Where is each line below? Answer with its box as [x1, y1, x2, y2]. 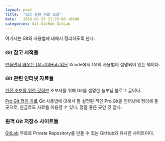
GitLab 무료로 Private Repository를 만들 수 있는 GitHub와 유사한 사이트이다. [5, 130, 154, 136]
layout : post [5, 7, 32, 12]
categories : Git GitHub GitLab [5, 21, 70, 26]
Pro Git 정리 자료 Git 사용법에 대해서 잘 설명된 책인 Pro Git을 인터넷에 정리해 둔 [5, 98, 159, 104]
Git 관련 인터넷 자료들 [5, 75, 54, 82]
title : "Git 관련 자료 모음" [5, 12, 62, 17]
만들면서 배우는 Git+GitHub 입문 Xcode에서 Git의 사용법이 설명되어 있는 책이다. [5, 61, 160, 67]
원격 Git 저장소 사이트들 [5, 118, 58, 125]
